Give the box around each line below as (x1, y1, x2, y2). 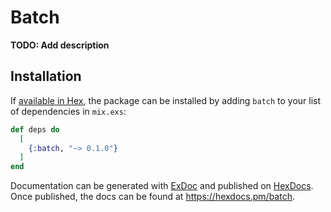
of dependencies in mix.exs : (10, 105, 127, 117)
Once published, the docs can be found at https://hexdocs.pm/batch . (10, 191, 295, 203)
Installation (10, 68, 82, 85)
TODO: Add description (10, 39, 110, 51)
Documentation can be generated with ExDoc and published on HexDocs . (10, 180, 314, 192)
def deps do (10, 124, 60, 135)
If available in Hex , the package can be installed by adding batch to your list (10, 94, 322, 106)
